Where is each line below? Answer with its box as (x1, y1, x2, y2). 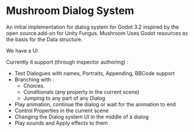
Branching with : (14, 76, 54, 83)
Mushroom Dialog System (6, 4, 134, 18)
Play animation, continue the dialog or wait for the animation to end (14, 100, 176, 107)
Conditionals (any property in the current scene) (23, 88, 140, 95)
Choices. (23, 82, 45, 89)
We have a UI (6, 47, 38, 54)
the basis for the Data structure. (6, 36, 83, 43)
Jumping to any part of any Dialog (23, 95, 105, 102)
